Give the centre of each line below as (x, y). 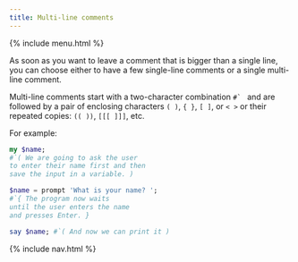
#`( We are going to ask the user (74, 157)
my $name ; (28, 149)
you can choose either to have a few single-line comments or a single (137, 70)
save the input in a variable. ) (72, 174)
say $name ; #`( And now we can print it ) (89, 232)
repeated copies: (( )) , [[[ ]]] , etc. (77, 115)
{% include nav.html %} (53, 249)
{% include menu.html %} (57, 43)
